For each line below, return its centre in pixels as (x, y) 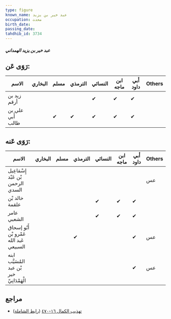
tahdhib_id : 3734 (24, 34)
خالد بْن (16, 198)
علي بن (16, 110)
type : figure (19, 10)
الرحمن (16, 184)
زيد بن (15, 96)
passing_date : (20, 29)
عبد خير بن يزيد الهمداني (28, 50)
